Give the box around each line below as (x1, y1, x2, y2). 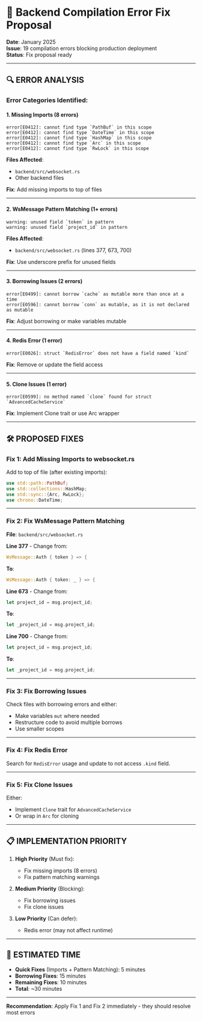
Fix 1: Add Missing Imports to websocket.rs (6, 455, 135, 463)
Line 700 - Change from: (6, 633, 68, 640)
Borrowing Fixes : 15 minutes (14, 972, 86, 979)
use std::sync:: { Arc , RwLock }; (6, 491, 85, 498)
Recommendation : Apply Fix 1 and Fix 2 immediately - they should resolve (6, 1002, 191, 1010)
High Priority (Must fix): (14, 855, 75, 862)
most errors (6, 1008, 35, 1016)
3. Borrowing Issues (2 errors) (6, 278, 83, 285)
